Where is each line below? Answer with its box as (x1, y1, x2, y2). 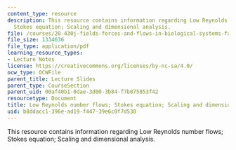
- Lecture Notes (7, 56, 55, 63)
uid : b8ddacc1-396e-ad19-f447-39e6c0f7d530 (7, 108, 137, 115)
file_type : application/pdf (7, 43, 90, 50)
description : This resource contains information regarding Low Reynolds (7, 17, 228, 24)
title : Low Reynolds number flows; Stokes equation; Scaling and (7, 102, 202, 109)
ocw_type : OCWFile (7, 69, 61, 76)
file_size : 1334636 (7, 36, 65, 43)
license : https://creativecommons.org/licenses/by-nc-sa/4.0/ (7, 62, 193, 69)
